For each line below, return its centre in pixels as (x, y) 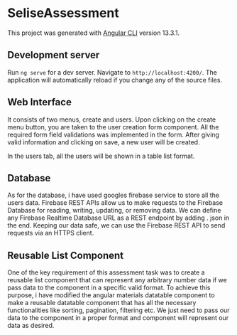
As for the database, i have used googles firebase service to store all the (114, 195)
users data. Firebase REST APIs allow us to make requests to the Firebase (115, 203)
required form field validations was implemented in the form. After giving (114, 134)
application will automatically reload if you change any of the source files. (115, 80)
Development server (54, 55)
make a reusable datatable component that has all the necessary (102, 303)
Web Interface (40, 102)
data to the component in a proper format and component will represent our (118, 318)
